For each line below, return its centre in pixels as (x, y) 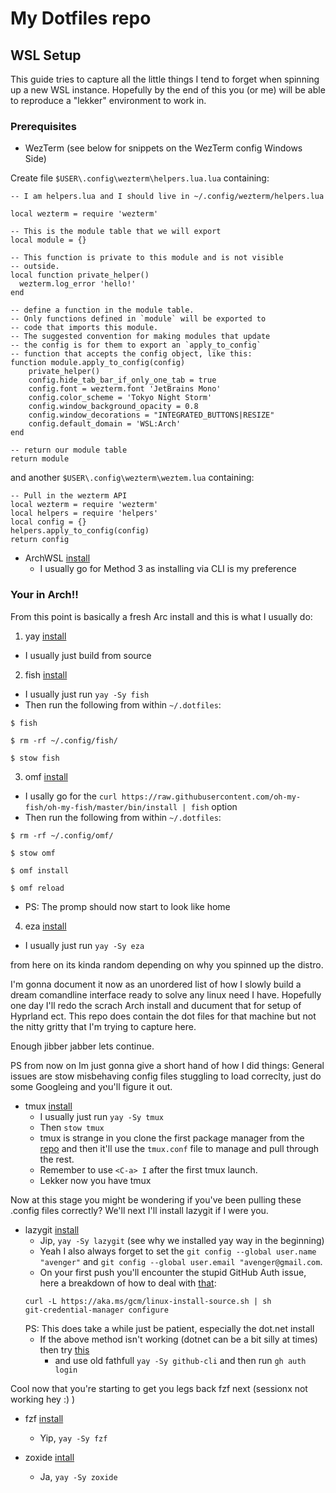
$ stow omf (33, 853)
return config (40, 540)
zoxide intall (49, 1457)
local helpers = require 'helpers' (84, 513)
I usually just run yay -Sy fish (87, 694)
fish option (214, 806)
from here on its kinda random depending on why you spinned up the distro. (167, 964)
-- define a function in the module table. (102, 310)
